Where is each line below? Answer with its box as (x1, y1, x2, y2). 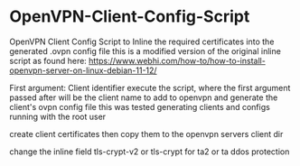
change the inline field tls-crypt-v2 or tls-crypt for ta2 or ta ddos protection (9, 146, 290, 157)
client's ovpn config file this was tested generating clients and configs (9, 101, 271, 112)
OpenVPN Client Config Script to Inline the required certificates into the (9, 36, 275, 47)
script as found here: (9, 55, 88, 66)
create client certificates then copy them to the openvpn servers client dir (9, 128, 284, 139)
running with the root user (9, 111, 107, 122)
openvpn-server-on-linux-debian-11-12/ (9, 65, 157, 76)
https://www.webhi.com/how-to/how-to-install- (89, 55, 267, 66)
